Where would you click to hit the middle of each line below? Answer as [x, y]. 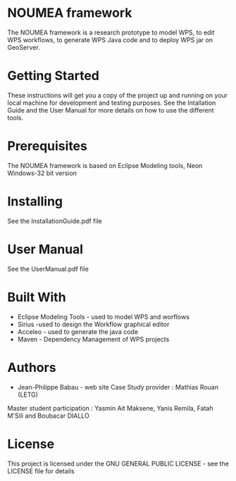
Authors [32, 367]
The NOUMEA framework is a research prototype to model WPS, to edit [111, 32]
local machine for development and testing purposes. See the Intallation [112, 103]
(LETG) [28, 395]
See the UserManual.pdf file [48, 269]
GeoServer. [24, 47]
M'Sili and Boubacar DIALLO [48, 416]
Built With [37, 297]
